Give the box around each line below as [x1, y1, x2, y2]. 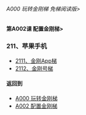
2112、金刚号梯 [15, 64, 54, 72]
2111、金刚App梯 [15, 57, 57, 64]
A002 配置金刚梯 [15, 102, 58, 109]
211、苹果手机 [6, 42, 48, 51]
